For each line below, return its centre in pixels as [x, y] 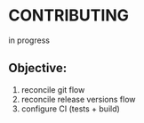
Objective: [38, 68]
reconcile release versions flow [78, 99]
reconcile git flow [53, 89]
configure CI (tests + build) [71, 109]
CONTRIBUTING [69, 16]
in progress [29, 40]
